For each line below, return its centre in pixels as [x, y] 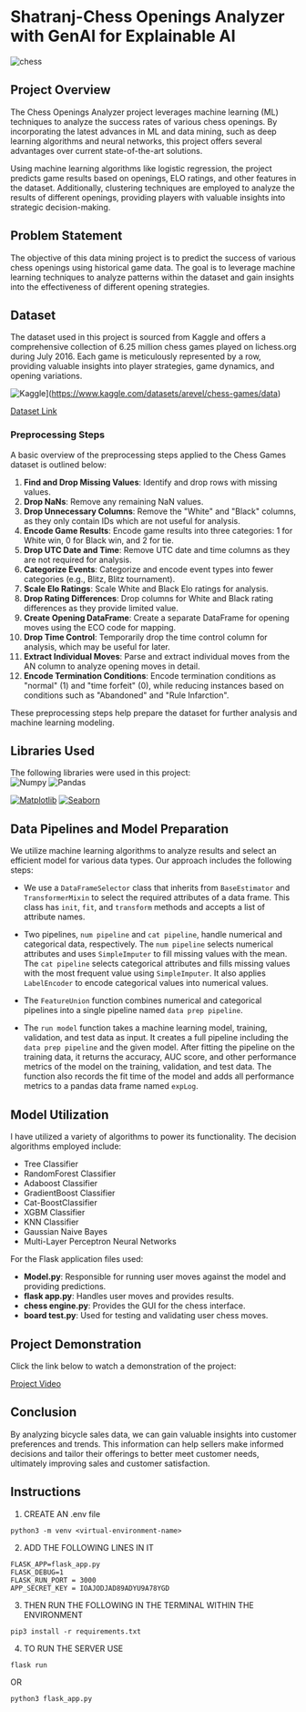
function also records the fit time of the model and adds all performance [159, 1076]
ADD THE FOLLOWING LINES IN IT [88, 1547]
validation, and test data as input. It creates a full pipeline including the [156, 1038]
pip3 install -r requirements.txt [76, 1631]
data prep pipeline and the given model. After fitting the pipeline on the [159, 1047]
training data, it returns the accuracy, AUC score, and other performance [160, 1057]
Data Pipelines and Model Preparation [119, 829]
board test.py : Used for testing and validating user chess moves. [146, 1316]
